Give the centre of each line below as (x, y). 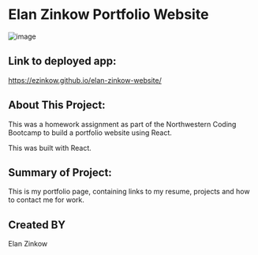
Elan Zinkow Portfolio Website (108, 15)
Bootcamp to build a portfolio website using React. (90, 133)
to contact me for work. (47, 200)
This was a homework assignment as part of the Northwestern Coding (122, 124)
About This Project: (57, 105)
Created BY (37, 225)
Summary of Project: (60, 172)
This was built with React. (50, 148)
